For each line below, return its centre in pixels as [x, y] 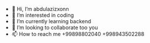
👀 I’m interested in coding [43, 15]
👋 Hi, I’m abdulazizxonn [40, 9]
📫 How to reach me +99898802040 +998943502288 [78, 34]
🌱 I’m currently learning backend [51, 21]
